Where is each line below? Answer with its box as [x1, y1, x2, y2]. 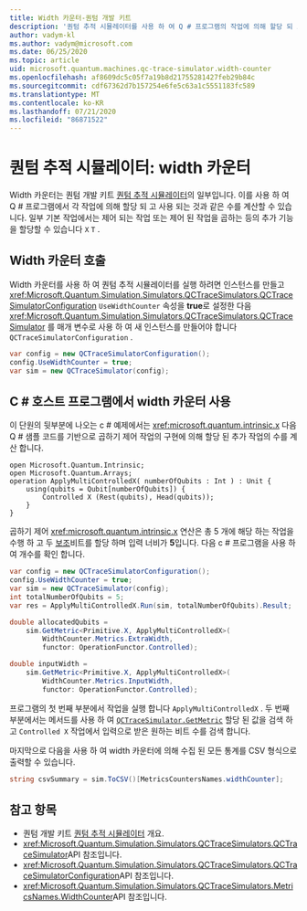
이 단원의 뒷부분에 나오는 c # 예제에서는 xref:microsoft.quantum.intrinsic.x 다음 [9, 419, 297, 430]
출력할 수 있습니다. [9, 756, 76, 768]
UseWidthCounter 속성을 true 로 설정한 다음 [99, 300, 252, 311]
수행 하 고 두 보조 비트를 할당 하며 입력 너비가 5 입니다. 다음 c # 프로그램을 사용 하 [9, 537, 296, 548]
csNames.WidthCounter [22, 892, 113, 903]
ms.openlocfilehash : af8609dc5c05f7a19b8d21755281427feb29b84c [9, 73, 256, 82]
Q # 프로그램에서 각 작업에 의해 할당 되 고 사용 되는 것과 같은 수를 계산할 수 [9, 201, 276, 212]
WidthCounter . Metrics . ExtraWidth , [42, 634, 174, 644]
